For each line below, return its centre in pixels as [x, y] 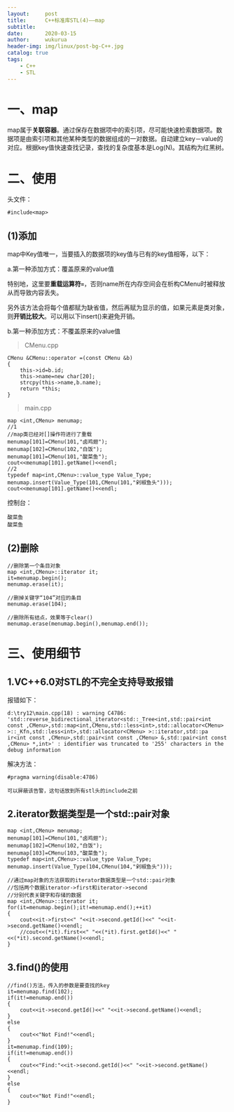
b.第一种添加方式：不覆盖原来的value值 [64, 331]
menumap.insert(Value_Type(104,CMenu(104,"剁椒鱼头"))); [90, 866]
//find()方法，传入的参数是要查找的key [58, 985]
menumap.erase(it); [36, 584]
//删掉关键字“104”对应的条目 [44, 598]
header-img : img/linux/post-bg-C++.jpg [66, 46]
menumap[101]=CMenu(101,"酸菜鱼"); [57, 457]
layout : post [33, 14]
